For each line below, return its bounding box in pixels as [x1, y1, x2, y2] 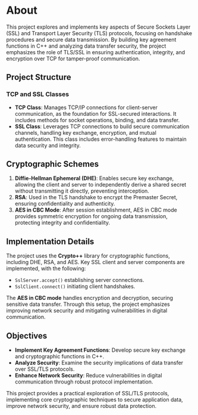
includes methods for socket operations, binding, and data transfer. [14, 116, 180, 123]
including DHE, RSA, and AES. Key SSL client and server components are [6, 259, 186, 266]
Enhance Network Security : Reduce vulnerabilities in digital [14, 372, 162, 379]
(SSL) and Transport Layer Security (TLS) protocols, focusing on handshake [6, 29, 192, 36]
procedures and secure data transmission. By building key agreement [6, 36, 177, 43]
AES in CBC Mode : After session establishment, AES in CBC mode [14, 206, 177, 213]
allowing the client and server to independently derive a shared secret [14, 181, 187, 188]
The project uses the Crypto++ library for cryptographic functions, [6, 252, 171, 259]
